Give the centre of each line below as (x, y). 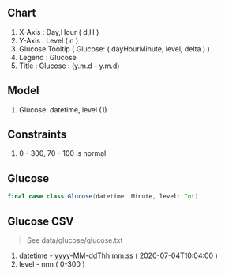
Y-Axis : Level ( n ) (49, 40)
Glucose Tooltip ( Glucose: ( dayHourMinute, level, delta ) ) (114, 49)
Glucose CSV (41, 221)
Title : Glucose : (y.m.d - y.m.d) (69, 66)
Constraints (37, 135)
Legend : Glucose (47, 57)
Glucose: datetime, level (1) (63, 109)
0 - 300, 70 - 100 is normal (62, 153)
